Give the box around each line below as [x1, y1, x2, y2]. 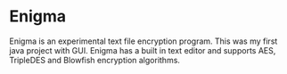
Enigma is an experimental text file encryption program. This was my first [9, 36, 278, 46]
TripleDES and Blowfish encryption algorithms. [9, 54, 181, 65]
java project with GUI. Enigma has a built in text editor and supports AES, [9, 45, 276, 55]
